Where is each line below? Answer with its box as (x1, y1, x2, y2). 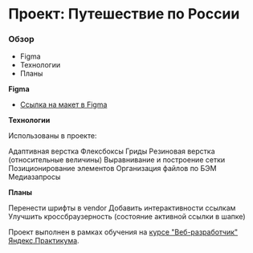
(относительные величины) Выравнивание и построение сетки (8, 155, 226, 165)
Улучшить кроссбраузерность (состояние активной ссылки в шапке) (8, 212, 247, 222)
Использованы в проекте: (8, 131, 97, 141)
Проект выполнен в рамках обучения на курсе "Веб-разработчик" (8, 227, 239, 237)
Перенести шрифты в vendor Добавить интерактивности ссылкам (8, 203, 236, 213)
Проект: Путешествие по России (8, 5, 240, 23)
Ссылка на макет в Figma (19, 100, 108, 109)
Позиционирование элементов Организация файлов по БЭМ (8, 164, 217, 173)
